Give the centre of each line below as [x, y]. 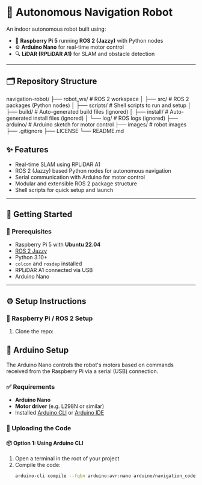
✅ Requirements [31, 386]
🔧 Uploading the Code [39, 428]
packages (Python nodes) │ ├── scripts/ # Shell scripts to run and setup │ [99, 105]
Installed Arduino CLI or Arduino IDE [60, 413]
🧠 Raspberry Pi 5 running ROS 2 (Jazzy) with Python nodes [89, 40]
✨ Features [27, 150]
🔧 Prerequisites [29, 231]
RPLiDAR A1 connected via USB [54, 270]
